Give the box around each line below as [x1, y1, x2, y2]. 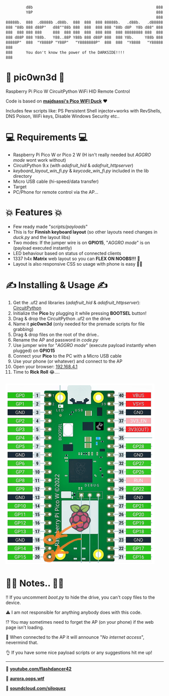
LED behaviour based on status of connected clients [13, 250, 122, 256]
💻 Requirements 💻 [6, 132, 88, 143]
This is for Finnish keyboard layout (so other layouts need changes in [13, 228, 157, 235]
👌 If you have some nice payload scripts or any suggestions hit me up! [6, 650, 152, 656]
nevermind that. [6, 640, 39, 646]
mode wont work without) [13, 157, 67, 163]
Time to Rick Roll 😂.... [13, 369, 60, 375]
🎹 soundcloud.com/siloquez [6, 685, 66, 691]
